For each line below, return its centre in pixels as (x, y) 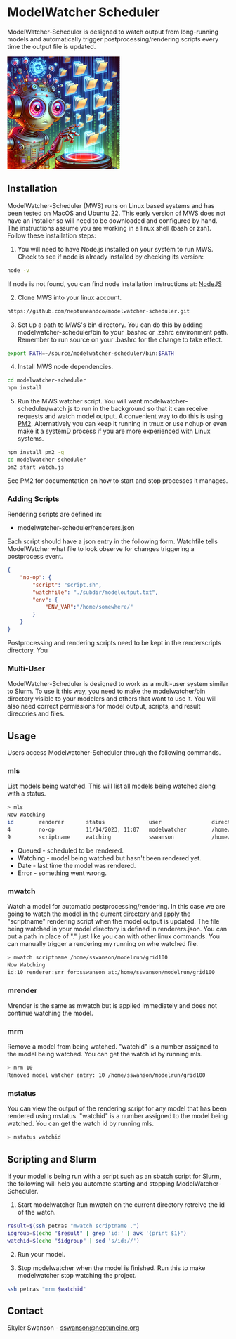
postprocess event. (35, 557)
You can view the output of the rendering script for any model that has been (117, 1108)
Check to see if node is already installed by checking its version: (111, 257)
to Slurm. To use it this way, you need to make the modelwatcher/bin (106, 691)
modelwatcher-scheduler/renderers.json (76, 528)
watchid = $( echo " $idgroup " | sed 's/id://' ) (73, 1241)
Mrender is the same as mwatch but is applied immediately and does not (112, 1005)
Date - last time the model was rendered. (77, 865)
